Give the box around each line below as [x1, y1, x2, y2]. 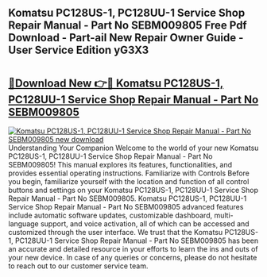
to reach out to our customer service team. [8, 261, 149, 271]
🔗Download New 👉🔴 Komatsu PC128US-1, [8, 76, 224, 90]
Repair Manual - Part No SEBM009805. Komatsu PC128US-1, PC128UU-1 [8, 194, 247, 203]
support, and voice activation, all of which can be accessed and [40, 219, 250, 229]
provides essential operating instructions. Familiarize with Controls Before [8, 168, 250, 178]
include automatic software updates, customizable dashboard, [8, 210, 213, 220]
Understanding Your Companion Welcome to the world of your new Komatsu [8, 143, 259, 152]
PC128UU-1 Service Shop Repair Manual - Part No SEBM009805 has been [14, 236, 259, 245]
